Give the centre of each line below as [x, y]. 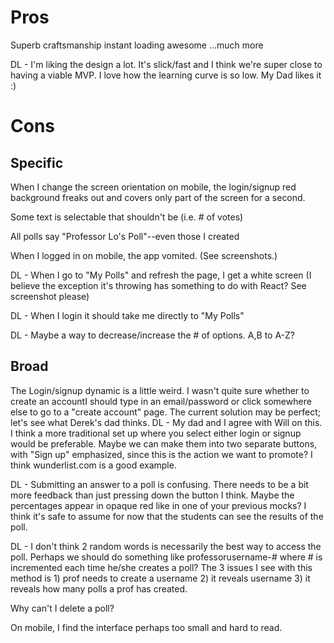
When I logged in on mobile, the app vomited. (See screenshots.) [144, 255]
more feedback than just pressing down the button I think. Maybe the [152, 495]
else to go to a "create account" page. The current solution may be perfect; [166, 412]
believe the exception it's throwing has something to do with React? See [158, 285]
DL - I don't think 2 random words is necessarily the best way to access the [166, 546]
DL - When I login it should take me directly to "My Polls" [127, 315]
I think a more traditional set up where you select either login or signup [156, 433]
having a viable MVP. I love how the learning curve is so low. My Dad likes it [166, 75]
